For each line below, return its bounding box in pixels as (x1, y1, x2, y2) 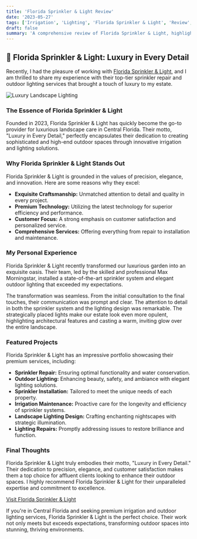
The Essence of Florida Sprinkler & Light (6, 106, 123, 115)
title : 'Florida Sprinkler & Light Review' (6, 8, 114, 15)
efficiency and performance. (14, 209, 84, 216)
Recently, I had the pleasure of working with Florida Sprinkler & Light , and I (6, 68, 186, 75)
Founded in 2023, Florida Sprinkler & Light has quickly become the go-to (6, 120, 182, 127)
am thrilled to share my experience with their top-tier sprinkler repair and (6, 74, 182, 81)
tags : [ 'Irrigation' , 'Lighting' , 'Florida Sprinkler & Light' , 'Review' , (6, 19, 193, 25)
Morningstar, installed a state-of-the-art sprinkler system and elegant (6, 274, 174, 282)
